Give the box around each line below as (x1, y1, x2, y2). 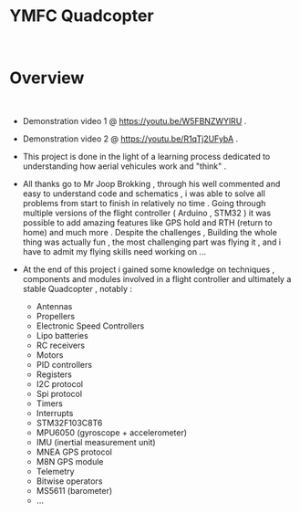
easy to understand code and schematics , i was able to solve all (22, 188, 266, 199)
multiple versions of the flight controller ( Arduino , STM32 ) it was (22, 207, 272, 218)
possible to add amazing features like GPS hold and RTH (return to (22, 216, 273, 228)
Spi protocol (36, 388, 83, 399)
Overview (9, 68, 85, 89)
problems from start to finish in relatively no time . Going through (22, 197, 266, 208)
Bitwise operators (36, 476, 103, 487)
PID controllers (36, 359, 93, 370)
